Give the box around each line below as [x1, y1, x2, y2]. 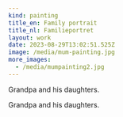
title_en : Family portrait [8, 19, 98, 27]
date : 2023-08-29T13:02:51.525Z [8, 41, 115, 49]
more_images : [8, 56, 52, 64]
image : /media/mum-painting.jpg [8, 48, 115, 56]
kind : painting [8, 11, 59, 20]
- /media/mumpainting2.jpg [15, 63, 105, 71]
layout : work [8, 33, 52, 42]
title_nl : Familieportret [8, 26, 94, 34]
